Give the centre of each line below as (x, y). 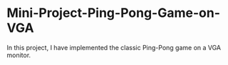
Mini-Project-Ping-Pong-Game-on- (114, 13)
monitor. (19, 55)
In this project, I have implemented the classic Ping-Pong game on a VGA (114, 47)
